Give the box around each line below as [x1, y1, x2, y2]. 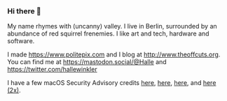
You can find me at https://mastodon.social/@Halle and [7, 58, 167, 66]
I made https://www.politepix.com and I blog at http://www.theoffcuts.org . [7, 50, 221, 59]
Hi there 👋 [7, 6, 42, 16]
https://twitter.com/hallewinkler [7, 65, 97, 74]
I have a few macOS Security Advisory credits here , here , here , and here [7, 79, 216, 87]
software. [7, 37, 35, 45]
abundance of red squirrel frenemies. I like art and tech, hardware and [7, 29, 209, 38]
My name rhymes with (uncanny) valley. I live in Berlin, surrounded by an [7, 22, 217, 31]
